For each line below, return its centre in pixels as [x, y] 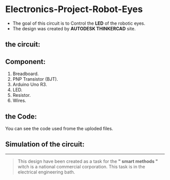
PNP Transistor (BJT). [35, 79]
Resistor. [22, 95]
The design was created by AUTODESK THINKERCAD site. [74, 28]
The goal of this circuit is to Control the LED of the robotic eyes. [79, 23]
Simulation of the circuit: [45, 144]
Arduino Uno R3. [30, 85]
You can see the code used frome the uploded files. [59, 128]
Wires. [19, 101]
